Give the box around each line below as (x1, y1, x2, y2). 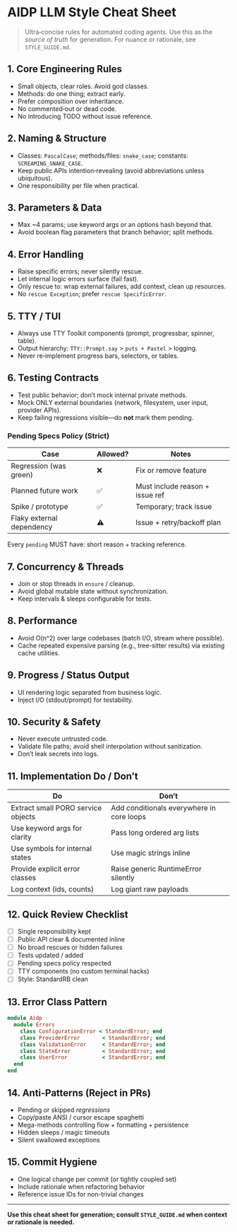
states (11, 852, 32, 862)
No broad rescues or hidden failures (17, 943, 123, 951)
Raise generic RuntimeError (110, 864, 202, 874)
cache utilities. (17, 648, 60, 657)
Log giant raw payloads (110, 884, 189, 894)
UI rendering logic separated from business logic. (17, 688, 162, 696)
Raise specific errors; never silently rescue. (17, 267, 144, 276)
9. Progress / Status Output (7, 669, 130, 681)
